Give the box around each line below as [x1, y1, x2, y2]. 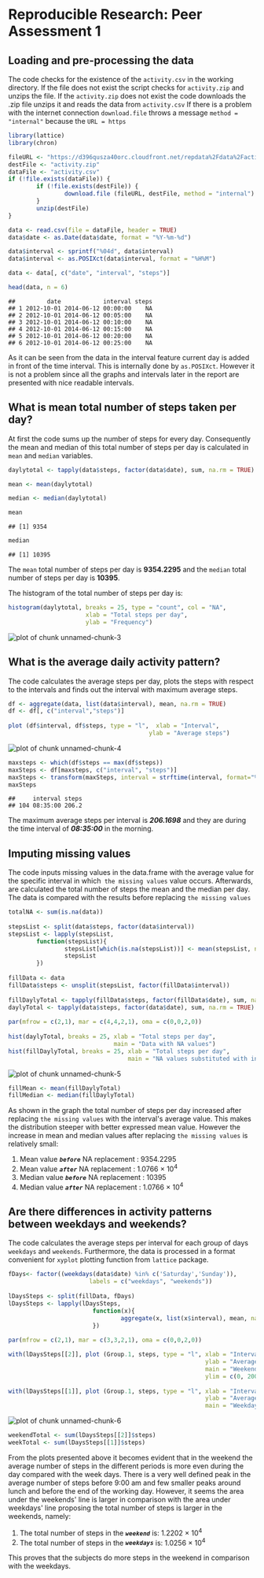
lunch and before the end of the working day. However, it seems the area [8, 1486, 244, 1495]
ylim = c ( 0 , [204, 1372, 244, 1380]
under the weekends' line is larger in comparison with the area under [8, 1494, 231, 1504]
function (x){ [92, 1307, 135, 1315]
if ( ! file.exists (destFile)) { [36, 183, 139, 191]
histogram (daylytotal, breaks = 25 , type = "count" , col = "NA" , [8, 604, 226, 612]
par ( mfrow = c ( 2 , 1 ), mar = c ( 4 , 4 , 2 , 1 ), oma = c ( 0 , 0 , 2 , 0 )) [8, 1018, 203, 1026]
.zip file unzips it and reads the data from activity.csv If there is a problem [8, 100, 252, 109]
